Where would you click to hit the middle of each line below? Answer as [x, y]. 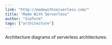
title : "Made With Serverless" [37, 14]
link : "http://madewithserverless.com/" [47, 10]
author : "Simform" [24, 19]
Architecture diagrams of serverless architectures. [56, 37]
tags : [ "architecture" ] [30, 23]
